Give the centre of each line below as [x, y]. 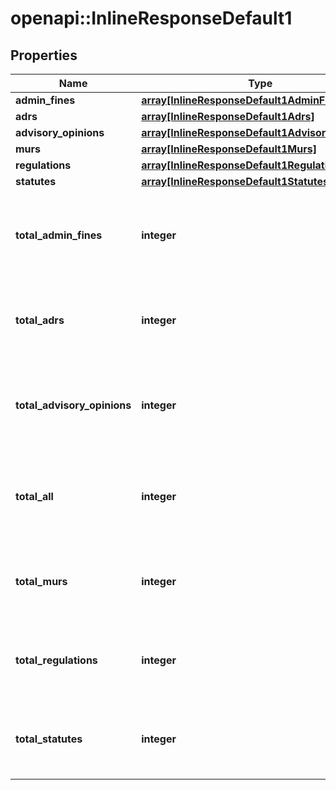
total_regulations [56, 660]
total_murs [41, 581]
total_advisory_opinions [73, 405]
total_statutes [49, 739]
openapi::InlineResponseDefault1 [151, 18]
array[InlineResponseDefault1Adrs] [228, 116]
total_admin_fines [59, 235]
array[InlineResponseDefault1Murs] [229, 149]
